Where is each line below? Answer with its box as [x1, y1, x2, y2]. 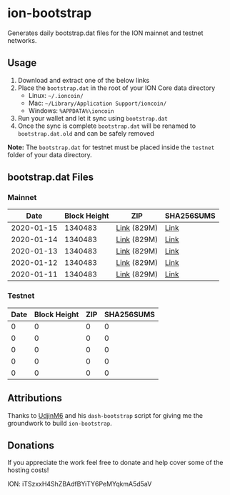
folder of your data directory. [7, 150, 93, 159]
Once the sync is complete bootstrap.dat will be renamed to [17, 121, 196, 130]
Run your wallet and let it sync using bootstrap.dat [17, 114, 168, 122]
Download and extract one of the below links [17, 76, 150, 84]
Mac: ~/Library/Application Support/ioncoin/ [28, 99, 167, 107]
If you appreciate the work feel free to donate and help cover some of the [7, 459, 224, 467]
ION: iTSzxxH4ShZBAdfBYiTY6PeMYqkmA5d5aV [7, 480, 152, 489]
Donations [7, 439, 55, 451]
